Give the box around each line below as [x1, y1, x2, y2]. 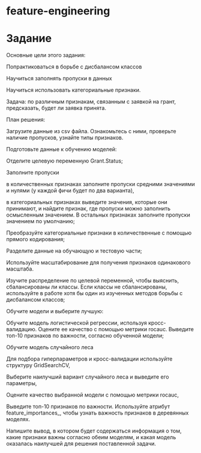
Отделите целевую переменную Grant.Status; [6, 157, 123, 164]
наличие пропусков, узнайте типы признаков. [6, 134, 124, 142]
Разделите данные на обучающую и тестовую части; [6, 247, 142, 254]
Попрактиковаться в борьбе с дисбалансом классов [6, 63, 142, 70]
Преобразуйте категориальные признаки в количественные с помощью [6, 229, 192, 236]
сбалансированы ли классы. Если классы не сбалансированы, [6, 283, 167, 290]
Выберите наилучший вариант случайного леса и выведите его [6, 373, 169, 380]
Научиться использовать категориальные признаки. [6, 86, 141, 94]
